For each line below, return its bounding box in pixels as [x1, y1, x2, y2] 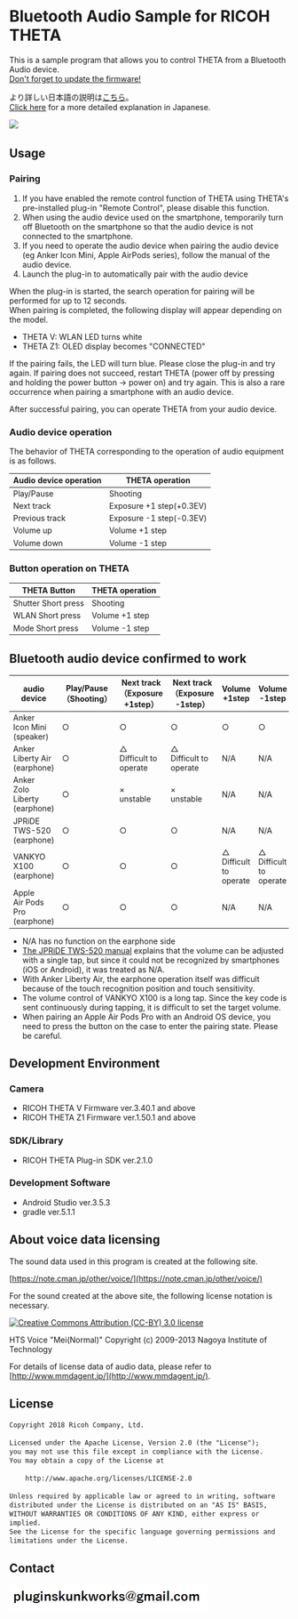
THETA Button [21, 584, 75, 595]
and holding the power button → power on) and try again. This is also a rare [9, 376, 286, 388]
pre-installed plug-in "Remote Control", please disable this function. [21, 202, 271, 213]
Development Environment [9, 1056, 161, 1071]
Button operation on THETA [9, 562, 130, 575]
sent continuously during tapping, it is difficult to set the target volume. [21, 1002, 281, 1012]
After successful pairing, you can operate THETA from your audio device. [9, 403, 278, 415]
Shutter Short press [12, 598, 84, 608]
